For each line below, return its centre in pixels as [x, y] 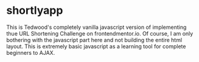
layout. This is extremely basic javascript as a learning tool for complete [96, 46]
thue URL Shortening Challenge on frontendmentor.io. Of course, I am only [100, 33]
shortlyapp [35, 11]
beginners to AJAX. [31, 52]
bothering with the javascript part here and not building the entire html [94, 40]
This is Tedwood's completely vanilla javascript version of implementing [96, 27]
